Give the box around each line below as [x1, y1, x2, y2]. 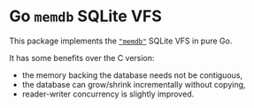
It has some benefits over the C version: [9, 52, 155, 63]
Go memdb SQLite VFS [9, 6, 162, 27]
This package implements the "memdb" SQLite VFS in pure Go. [9, 35, 233, 46]
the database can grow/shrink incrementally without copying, [21, 79, 246, 89]
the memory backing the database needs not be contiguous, [21, 69, 243, 81]
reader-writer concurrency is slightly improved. [21, 89, 195, 99]
